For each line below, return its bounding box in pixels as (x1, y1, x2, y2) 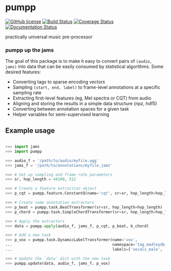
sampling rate (12, 90, 42, 96)
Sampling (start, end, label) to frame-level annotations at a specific (12, 84, 160, 90)
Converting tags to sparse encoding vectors (12, 79, 105, 85)
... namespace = (5, 242, 136, 248)
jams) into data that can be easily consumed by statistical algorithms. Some (5, 63, 164, 70)
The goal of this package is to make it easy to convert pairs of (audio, (5, 58, 153, 64)
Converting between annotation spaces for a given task (12, 106, 129, 112)
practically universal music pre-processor (5, 34, 93, 40)
